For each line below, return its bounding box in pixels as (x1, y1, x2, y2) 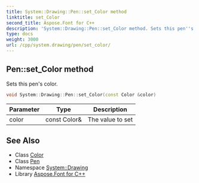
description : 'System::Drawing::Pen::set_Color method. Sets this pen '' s (6, 25, 194, 32)
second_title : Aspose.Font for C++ (6, 20, 95, 26)
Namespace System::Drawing (14, 164, 88, 171)
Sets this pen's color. (6, 80, 58, 87)
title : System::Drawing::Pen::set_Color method (6, 8, 127, 15)
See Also (6, 135, 40, 145)
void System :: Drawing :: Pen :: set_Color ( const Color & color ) (6, 91, 157, 97)
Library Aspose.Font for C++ (14, 170, 85, 178)
